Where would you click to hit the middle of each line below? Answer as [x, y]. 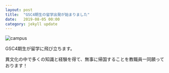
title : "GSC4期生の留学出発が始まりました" [48, 15]
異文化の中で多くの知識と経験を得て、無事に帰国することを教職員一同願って [85, 59]
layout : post [19, 10]
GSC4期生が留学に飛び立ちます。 [40, 49]
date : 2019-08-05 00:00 [32, 19]
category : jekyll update [31, 24]
